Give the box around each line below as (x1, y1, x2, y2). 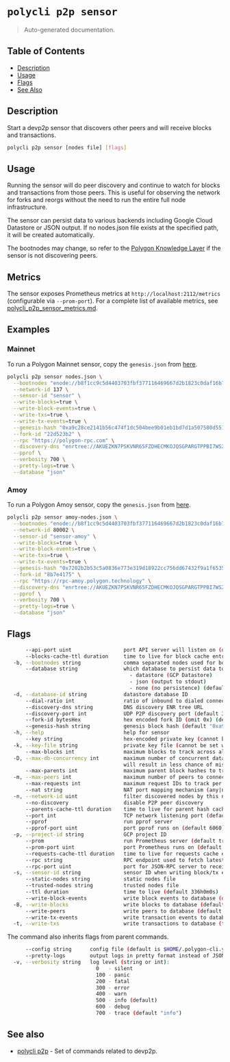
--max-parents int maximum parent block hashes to (25, 767, 216, 774)
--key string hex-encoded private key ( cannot (25, 736, 219, 743)
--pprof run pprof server (25, 818, 173, 826)
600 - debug (95, 1003, 130, 1011)
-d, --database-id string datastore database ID (13, 691, 188, 697)
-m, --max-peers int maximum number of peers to (13, 774, 204, 781)
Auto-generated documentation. (23, 25, 115, 34)
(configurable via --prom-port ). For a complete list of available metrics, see (7, 297, 218, 305)
